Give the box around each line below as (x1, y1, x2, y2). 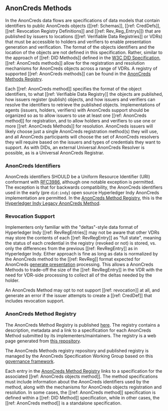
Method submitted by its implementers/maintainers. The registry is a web (5, 332, 156, 338)
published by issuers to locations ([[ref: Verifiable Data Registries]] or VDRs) (5, 33, 163, 39)
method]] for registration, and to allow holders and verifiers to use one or (5, 117, 156, 123)
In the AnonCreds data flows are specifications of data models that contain (5, 17, 160, 23)
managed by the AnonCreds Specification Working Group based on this (5, 353, 153, 359)
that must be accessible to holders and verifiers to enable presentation (5, 39, 151, 45)
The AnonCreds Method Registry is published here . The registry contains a (5, 322, 160, 328)
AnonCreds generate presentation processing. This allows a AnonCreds (5, 261, 154, 267)
